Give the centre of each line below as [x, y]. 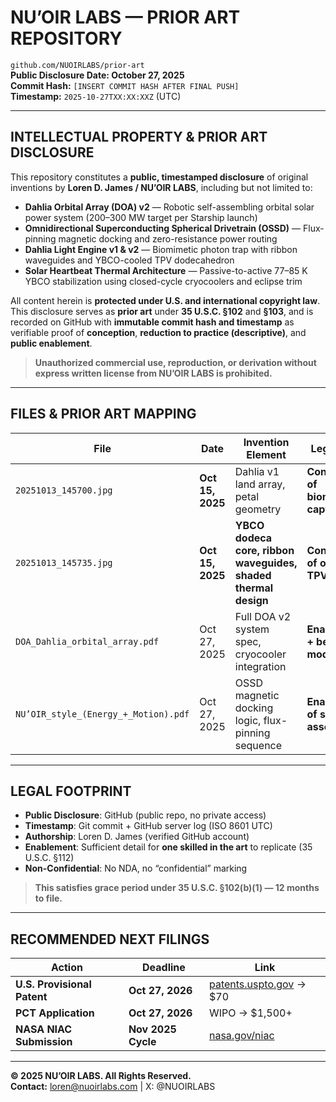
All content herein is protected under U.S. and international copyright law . [165, 300]
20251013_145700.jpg [64, 490]
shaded [253, 575]
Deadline [164, 968]
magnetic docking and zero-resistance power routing [168, 238]
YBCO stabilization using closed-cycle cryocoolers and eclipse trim [163, 281]
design [251, 600]
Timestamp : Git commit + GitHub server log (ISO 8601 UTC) [148, 826]
